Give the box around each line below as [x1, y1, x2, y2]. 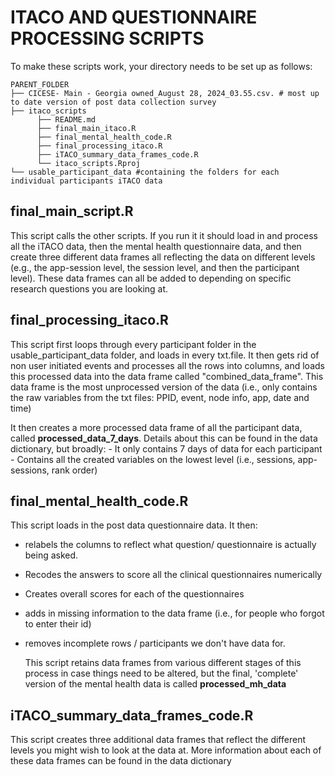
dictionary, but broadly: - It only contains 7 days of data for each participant [10, 442, 323, 455]
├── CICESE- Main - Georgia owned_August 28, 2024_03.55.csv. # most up [10, 88, 320, 98]
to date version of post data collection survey [10, 97, 217, 107]
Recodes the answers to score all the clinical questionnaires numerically [24, 569, 323, 581]
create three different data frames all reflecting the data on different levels [10, 251, 316, 263]
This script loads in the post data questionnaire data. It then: [10, 519, 258, 531]
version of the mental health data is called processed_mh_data [24, 678, 287, 690]
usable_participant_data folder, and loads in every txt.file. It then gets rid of [10, 349, 320, 361]
